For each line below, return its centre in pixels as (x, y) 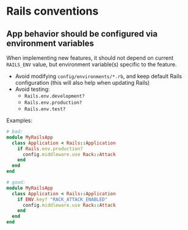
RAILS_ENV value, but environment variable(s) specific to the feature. (92, 64)
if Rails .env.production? (50, 149)
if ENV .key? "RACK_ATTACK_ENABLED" (63, 199)
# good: (16, 182)
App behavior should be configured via (82, 34)
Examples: (19, 120)
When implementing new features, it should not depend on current (90, 58)
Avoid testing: (32, 89)
